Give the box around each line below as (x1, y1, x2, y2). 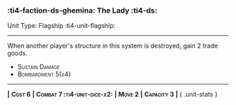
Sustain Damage (17, 62, 60, 71)
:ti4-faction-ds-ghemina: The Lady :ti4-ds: (7, 6, 158, 15)
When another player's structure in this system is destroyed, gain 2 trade (7, 41, 218, 50)
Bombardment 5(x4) (17, 70, 72, 78)
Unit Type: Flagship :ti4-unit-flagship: (7, 22, 116, 30)
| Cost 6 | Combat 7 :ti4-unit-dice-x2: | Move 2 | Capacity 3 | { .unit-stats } (7, 90, 218, 99)
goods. (7, 49, 28, 57)
